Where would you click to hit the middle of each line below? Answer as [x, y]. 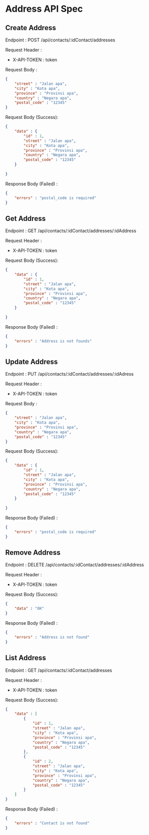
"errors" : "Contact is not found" [52, 823]
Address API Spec [44, 9]
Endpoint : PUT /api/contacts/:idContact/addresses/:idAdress [69, 374]
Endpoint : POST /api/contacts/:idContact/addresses [60, 40]
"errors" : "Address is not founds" [53, 341]
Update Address [32, 362]
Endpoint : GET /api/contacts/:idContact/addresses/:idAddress [71, 231]
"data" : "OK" [29, 609]
